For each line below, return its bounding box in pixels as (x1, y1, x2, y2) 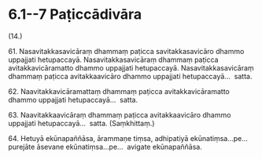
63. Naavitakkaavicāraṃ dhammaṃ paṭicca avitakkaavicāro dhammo (8, 110, 231, 119)
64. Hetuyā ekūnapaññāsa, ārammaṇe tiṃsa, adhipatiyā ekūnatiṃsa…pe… (8, 133, 248, 143)
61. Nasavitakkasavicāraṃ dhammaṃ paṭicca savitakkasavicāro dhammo (8, 46, 245, 56)
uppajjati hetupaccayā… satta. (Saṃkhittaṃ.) (8, 118, 155, 128)
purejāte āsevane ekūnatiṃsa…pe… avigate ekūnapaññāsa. (8, 142, 202, 151)
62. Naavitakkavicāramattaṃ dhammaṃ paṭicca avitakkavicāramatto (8, 86, 231, 96)
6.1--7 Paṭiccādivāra (8, 5, 142, 23)
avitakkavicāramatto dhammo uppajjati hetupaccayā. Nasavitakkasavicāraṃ (8, 63, 254, 72)
